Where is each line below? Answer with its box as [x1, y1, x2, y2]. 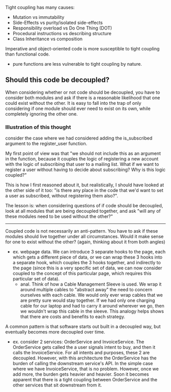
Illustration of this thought [5, 123, 71, 130]
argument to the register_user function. [5, 141, 88, 147]
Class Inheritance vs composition [12, 36, 83, 42]
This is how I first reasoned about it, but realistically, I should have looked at [5, 182, 164, 188]
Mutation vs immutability [12, 14, 65, 20]
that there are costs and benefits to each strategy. [20, 314, 126, 320]
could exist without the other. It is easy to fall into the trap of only [5, 100, 141, 106]
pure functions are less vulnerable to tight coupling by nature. [12, 61, 142, 67]
